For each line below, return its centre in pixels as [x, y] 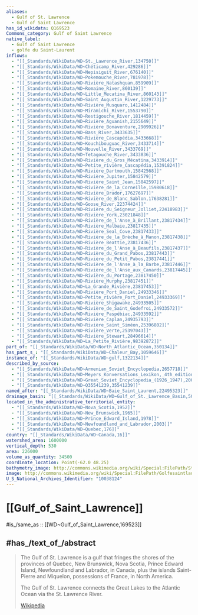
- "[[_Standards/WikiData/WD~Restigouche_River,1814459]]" [85, 116]
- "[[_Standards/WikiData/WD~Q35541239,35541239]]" [76, 386]
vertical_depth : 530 [32, 446]
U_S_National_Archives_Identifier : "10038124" [64, 479]
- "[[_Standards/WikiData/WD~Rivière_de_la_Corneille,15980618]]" [95, 187]
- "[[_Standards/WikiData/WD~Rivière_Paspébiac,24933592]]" [87, 314]
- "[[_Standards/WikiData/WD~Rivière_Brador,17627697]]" [83, 193]
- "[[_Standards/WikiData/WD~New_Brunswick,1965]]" [76, 413]
